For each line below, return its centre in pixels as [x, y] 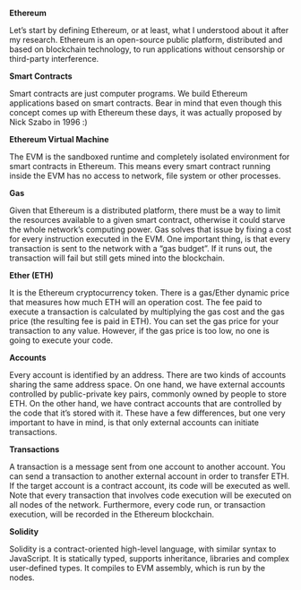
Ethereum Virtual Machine [59, 139]
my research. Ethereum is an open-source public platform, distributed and [146, 40]
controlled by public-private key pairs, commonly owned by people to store [148, 394]
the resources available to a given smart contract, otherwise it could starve [147, 220]
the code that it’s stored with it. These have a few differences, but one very [147, 413]
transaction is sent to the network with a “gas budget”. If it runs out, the [141, 248]
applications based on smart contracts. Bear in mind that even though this [146, 103]
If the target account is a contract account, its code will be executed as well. [150, 486]
